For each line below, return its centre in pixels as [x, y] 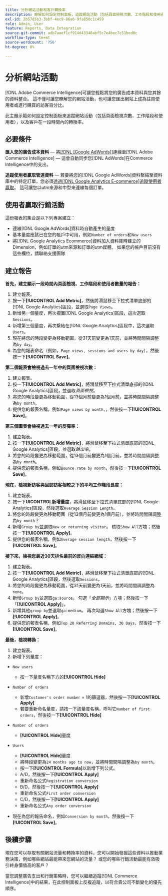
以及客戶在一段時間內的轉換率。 [53, 122]
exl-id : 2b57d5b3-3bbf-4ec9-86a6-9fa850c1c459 [54, 19]
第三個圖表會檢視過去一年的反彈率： [42, 426]
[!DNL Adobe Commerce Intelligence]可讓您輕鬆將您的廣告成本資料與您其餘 [83, 92]
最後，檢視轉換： [23, 640]
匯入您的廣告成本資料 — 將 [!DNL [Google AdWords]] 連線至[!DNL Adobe [79, 152]
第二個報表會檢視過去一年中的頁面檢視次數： [51, 367]
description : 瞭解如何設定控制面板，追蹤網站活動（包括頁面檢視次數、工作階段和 [79, 14]
